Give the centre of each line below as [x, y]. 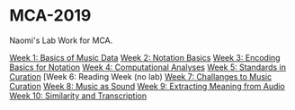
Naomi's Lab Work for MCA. [61, 40]
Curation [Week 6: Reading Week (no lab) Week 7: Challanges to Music [141, 76]
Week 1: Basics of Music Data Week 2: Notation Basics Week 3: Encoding [145, 57]
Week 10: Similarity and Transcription [78, 96]
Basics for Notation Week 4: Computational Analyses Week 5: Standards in [147, 67]
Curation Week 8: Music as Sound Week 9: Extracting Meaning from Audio [147, 86]
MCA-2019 [50, 16]
